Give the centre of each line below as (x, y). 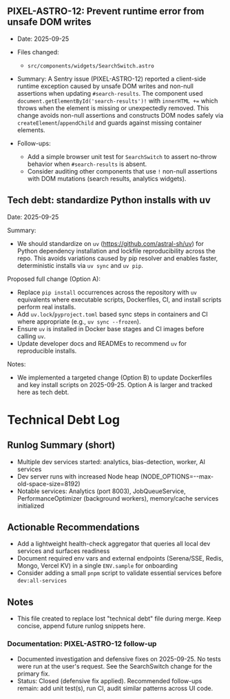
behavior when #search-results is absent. (87, 164)
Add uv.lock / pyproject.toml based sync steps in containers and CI (112, 314)
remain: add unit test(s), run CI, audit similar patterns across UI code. (115, 688)
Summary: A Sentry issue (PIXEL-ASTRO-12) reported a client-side (112, 79)
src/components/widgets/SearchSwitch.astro (91, 66)
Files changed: (38, 52)
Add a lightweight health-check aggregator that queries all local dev (114, 544)
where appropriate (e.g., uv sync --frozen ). (79, 321)
